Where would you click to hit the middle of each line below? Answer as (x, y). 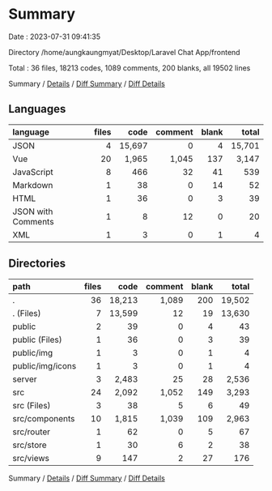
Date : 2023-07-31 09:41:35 (55, 36)
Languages (37, 109)
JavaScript (33, 172)
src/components (44, 418)
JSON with (33, 211)
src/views (31, 458)
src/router (32, 432)
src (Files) (32, 405)
